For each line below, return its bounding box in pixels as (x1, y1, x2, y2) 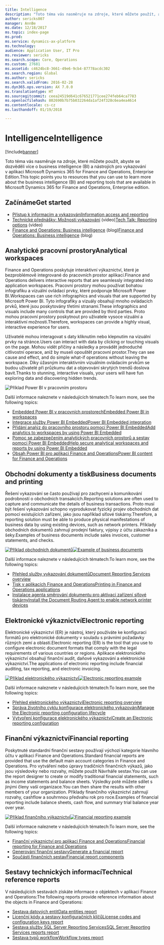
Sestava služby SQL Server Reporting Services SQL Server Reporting (12, 924, 150, 930)
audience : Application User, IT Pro (5, 48, 80, 53)
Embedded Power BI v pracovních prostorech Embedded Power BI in (12, 409, 149, 415)
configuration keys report (12, 919, 63, 925)
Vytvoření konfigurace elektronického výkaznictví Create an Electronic (12, 715, 153, 721)
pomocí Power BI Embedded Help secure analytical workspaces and (12, 440, 149, 446)
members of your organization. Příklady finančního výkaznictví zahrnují (5, 789, 148, 795)
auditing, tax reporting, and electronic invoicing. (5, 666, 102, 672)
